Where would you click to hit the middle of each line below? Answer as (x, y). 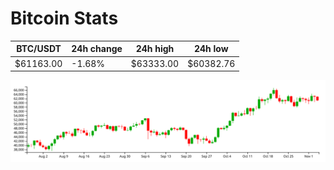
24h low (211, 49)
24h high (155, 49)
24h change (97, 49)
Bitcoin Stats (64, 18)
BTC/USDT (39, 49)
